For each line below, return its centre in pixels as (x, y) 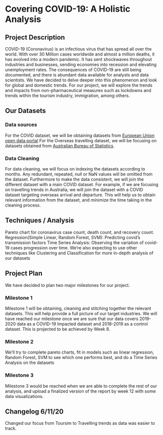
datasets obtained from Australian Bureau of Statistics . (60, 146)
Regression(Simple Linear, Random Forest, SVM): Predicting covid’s (73, 237)
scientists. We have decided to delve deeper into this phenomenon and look (81, 80)
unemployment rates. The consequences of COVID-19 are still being (73, 70)
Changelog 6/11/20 (34, 411)
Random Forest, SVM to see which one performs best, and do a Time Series (81, 358)
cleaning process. (23, 205)
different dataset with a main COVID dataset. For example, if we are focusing (82, 184)
